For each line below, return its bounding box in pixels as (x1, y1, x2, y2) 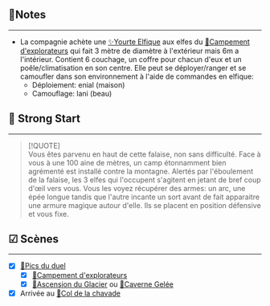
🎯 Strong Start (8, 112, 80, 125)
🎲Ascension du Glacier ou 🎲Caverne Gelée (31, 279, 174, 289)
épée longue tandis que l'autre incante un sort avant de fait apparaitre (27, 192, 260, 202)
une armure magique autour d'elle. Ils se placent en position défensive (27, 200, 261, 210)
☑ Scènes (8, 232, 59, 246)
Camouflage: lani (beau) (31, 88, 112, 98)
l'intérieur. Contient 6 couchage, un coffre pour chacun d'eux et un (19, 54, 242, 64)
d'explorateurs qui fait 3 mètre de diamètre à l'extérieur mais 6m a (19, 46, 239, 55)
